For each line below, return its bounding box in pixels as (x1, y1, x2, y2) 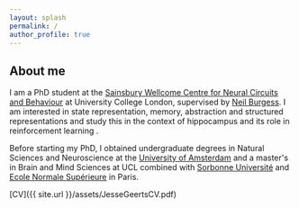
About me (9, 63, 66, 78)
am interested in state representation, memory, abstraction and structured (9, 106, 284, 117)
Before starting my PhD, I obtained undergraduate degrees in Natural (9, 143, 265, 154)
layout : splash (9, 13, 67, 23)
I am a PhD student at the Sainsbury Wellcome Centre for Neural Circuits (9, 87, 279, 98)
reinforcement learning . (9, 125, 99, 136)
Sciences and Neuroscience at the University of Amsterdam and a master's (9, 152, 289, 163)
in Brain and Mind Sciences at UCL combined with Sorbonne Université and (9, 162, 290, 173)
